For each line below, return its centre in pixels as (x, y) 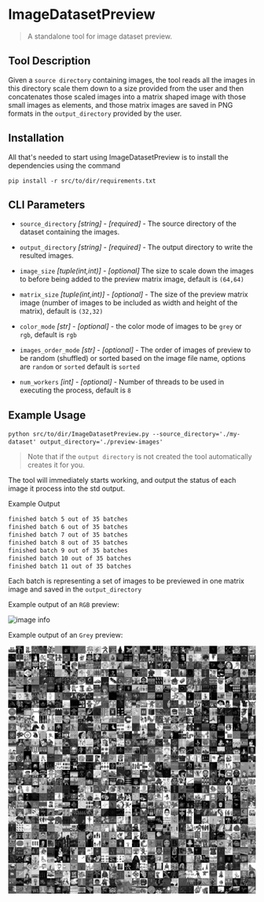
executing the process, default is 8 (75, 390)
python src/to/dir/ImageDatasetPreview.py (79, 434)
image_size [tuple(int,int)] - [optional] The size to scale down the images (136, 271)
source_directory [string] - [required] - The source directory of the (128, 224)
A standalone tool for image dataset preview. (100, 36)
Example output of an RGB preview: (64, 605)
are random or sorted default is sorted (79, 366)
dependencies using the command (64, 165)
